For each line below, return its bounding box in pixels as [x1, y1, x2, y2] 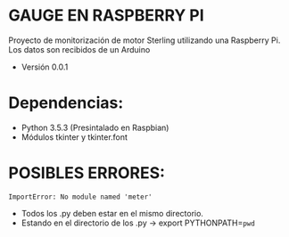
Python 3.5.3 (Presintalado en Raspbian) [21, 122, 169, 133]
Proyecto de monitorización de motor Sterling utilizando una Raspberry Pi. [8, 35, 281, 45]
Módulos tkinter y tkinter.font [21, 131, 128, 143]
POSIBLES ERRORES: [8, 163, 166, 184]
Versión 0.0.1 [21, 61, 69, 72]
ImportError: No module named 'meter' [8, 192, 153, 201]
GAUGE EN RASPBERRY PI [8, 5, 204, 26]
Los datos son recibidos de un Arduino [8, 44, 151, 54]
